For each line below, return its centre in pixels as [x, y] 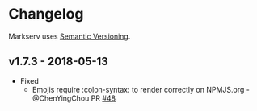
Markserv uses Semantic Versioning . [70, 36]
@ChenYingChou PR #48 [74, 98]
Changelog [46, 14]
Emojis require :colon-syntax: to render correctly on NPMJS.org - [141, 89]
